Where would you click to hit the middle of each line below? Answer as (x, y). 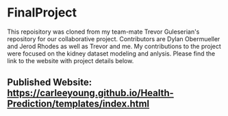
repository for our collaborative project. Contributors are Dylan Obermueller (114, 38)
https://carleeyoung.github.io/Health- (91, 93)
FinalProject (42, 13)
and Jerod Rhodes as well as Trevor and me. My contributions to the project (114, 46)
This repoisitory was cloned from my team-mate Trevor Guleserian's (103, 32)
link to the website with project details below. (71, 60)
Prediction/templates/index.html (78, 104)
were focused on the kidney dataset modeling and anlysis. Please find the (111, 54)
